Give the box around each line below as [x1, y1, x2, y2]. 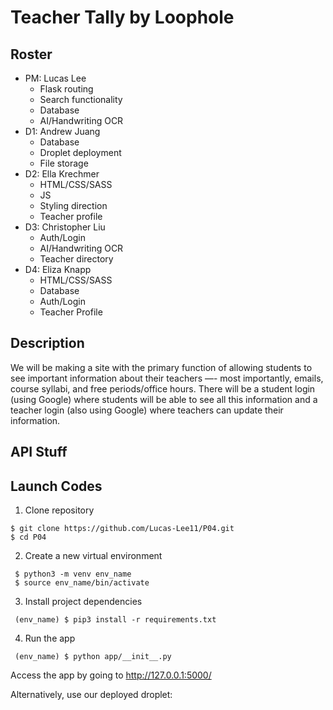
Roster [10, 46, 53, 63]
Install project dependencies [24, 596, 143, 608]
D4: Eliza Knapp [24, 264, 92, 275]
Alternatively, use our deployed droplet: [10, 689, 173, 701]
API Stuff [10, 444, 68, 461]
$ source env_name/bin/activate [14, 578, 150, 588]
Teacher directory [39, 253, 114, 265]
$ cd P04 [10, 532, 47, 543]
